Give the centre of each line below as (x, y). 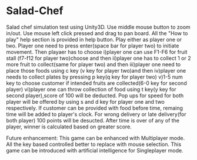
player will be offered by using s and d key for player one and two (85, 101)
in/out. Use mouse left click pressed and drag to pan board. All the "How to (97, 33)
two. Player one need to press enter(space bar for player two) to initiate (93, 46)
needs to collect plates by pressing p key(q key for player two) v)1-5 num (95, 77)
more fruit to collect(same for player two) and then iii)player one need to (94, 64)
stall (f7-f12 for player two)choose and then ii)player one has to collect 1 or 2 (98, 58)
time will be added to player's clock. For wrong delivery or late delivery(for (96, 114)
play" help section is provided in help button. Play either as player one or (94, 39)
